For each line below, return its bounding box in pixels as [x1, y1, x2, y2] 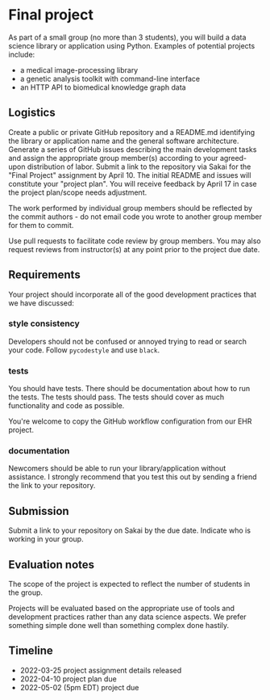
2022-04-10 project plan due [19, 673, 117, 684]
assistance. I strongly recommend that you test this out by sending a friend [8, 472, 257, 482]
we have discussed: [8, 297, 75, 308]
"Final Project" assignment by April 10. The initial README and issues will [8, 170, 251, 179]
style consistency [8, 318, 80, 329]
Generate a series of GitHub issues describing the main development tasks [8, 144, 257, 154]
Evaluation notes [8, 558, 95, 571]
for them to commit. [8, 220, 74, 230]
